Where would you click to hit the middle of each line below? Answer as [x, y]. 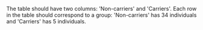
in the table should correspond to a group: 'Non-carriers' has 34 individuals [102, 15]
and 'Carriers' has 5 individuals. [46, 21]
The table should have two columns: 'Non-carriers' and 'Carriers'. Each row [102, 9]
